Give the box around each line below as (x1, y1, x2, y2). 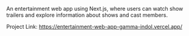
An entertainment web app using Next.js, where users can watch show (6, 5, 184, 12)
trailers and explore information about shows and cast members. (6, 11, 168, 19)
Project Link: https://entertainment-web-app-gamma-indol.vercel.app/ (6, 23, 182, 30)
